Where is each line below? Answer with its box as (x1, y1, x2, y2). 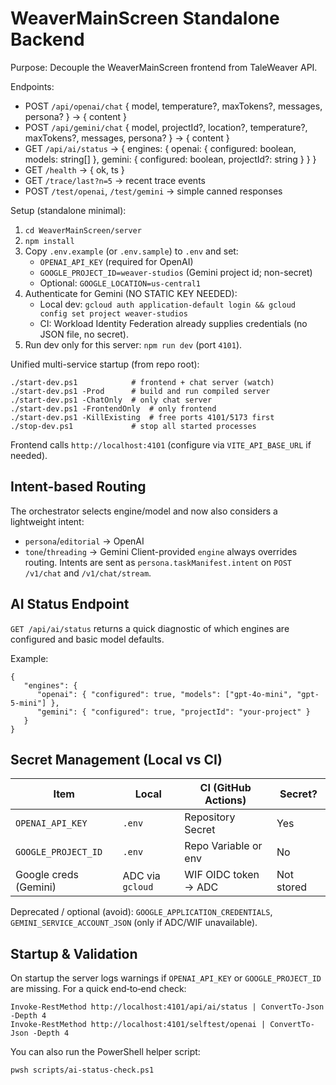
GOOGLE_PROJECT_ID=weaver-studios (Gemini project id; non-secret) (39, 266, 313, 278)
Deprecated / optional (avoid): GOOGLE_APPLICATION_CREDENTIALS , (10, 906, 273, 918)
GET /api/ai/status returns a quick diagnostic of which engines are (10, 622, 290, 634)
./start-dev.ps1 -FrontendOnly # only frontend (10, 403, 217, 414)
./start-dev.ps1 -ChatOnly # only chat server (10, 395, 213, 405)
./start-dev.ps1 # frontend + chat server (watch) (10, 377, 275, 387)
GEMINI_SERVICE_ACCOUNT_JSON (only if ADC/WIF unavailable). (10, 917, 258, 929)
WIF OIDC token (184, 868, 260, 882)
